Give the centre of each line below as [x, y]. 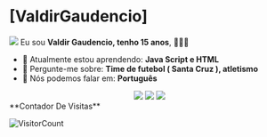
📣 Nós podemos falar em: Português [89, 78]
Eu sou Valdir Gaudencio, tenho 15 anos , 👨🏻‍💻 [105, 42]
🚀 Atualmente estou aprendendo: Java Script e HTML [121, 59]
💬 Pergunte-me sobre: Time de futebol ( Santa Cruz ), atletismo [140, 68]
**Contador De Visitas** [55, 106]
